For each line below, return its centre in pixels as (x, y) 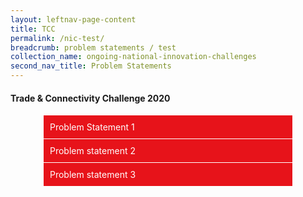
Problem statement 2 (92, 151)
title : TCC (33, 29)
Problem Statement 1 (92, 127)
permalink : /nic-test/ (57, 38)
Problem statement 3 (93, 175)
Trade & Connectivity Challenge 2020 (90, 98)
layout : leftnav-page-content (73, 19)
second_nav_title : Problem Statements (91, 66)
